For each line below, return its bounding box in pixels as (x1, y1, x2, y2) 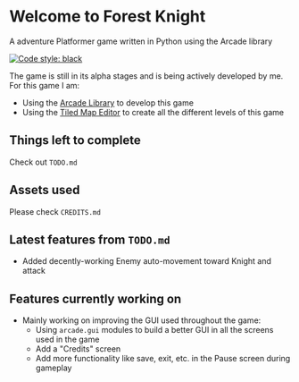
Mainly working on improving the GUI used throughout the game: (21, 315, 262, 326)
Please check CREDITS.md (9, 206, 101, 216)
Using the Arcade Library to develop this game (21, 97, 195, 108)
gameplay (35, 362, 72, 373)
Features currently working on (9, 291, 182, 306)
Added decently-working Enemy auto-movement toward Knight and (21, 256, 272, 267)
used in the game (35, 334, 100, 345)
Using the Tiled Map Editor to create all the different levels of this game (21, 106, 284, 117)
